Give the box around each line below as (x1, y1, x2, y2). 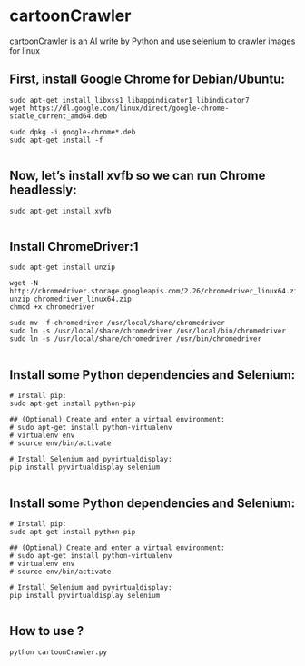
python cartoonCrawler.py (9, 647, 107, 657)
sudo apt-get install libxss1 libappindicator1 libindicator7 (9, 95, 250, 104)
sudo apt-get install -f (9, 135, 103, 144)
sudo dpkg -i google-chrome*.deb (9, 127, 136, 136)
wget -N (9, 279, 39, 288)
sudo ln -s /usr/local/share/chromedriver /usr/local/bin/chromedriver (9, 326, 286, 336)
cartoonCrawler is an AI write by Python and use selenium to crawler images (9, 35, 296, 46)
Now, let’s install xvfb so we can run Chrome (9, 168, 266, 184)
